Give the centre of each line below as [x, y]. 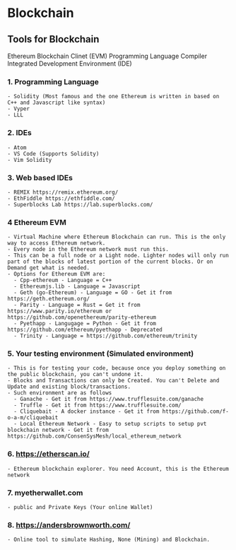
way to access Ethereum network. [57, 243]
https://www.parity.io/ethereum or [60, 311]
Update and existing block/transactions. [69, 387]
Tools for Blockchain [53, 39]
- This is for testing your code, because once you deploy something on [117, 368]
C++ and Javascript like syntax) [57, 103]
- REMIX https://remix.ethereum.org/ [63, 192]
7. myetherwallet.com [45, 493]
